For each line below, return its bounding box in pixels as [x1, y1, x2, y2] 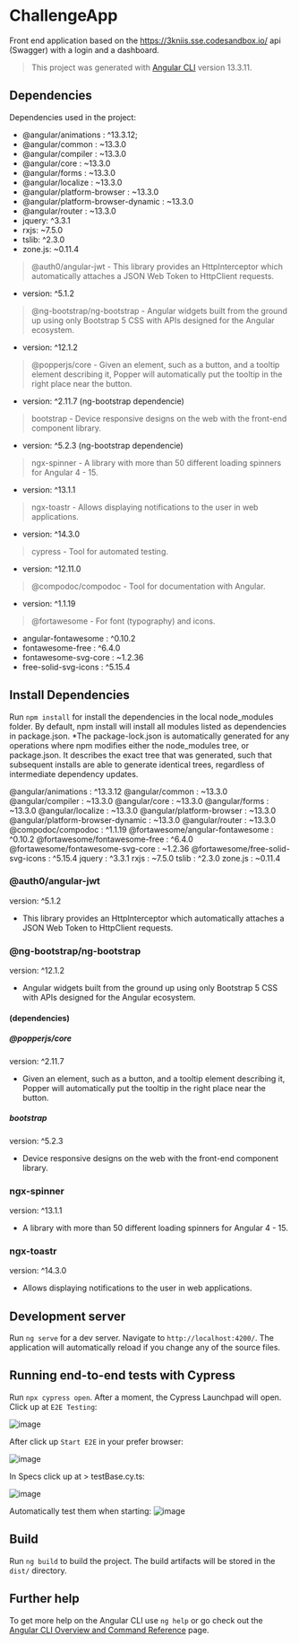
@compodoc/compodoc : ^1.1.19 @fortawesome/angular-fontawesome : [9, 824, 274, 835]
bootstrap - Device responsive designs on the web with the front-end [30, 413, 287, 424]
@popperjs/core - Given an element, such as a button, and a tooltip [30, 359, 280, 370]
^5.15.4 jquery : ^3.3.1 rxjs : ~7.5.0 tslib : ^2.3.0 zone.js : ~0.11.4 [52, 853, 281, 863]
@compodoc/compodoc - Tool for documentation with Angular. [30, 581, 266, 591]
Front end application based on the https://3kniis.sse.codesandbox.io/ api [9, 35, 282, 46]
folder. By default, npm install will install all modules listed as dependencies [9, 721, 286, 731]
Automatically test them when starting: [9, 1505, 152, 1517]
